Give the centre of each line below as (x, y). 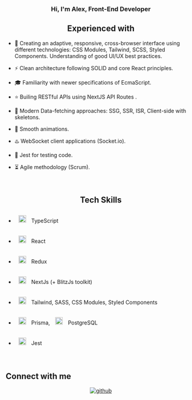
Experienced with (101, 29)
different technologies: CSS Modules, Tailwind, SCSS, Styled (90, 50)
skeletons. (27, 117)
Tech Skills (101, 200)
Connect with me (39, 376)
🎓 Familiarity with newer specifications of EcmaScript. (83, 82)
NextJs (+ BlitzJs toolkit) (62, 282)
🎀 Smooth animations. (42, 129)
